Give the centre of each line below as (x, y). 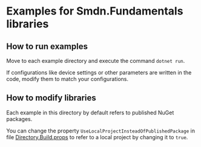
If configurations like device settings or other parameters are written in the (99, 73)
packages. (19, 119)
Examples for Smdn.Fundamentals (95, 11)
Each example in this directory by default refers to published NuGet (90, 113)
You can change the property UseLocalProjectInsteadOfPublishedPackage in (101, 131)
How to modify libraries (51, 98)
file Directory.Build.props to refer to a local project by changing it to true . (97, 137)
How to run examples (47, 46)
